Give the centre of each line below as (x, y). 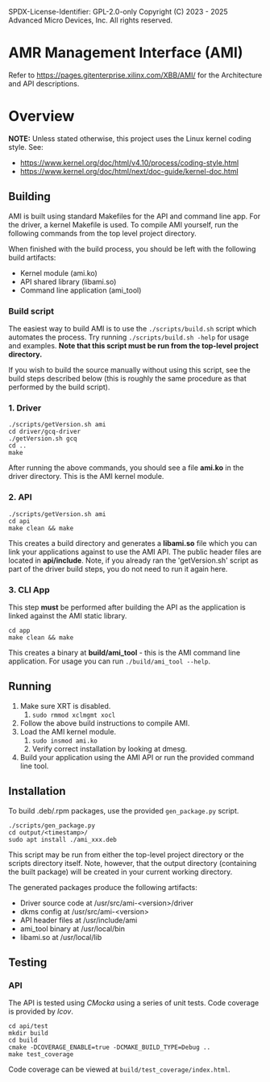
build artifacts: (32, 257)
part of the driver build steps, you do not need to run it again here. (118, 568)
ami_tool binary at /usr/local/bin (73, 928)
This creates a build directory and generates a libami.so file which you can (133, 543)
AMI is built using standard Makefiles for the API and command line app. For (134, 216)
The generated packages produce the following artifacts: (103, 887)
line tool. (34, 766)
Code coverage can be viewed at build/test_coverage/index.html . (120, 1070)
